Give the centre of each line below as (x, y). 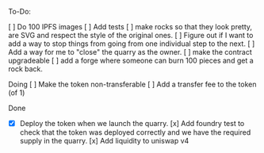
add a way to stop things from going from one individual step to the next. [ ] (132, 44)
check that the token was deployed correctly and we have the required (135, 132)
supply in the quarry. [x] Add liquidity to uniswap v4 (104, 141)
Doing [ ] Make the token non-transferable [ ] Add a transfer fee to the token (132, 84)
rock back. (26, 69)
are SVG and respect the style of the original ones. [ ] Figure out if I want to (131, 35)
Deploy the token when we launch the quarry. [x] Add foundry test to (132, 123)
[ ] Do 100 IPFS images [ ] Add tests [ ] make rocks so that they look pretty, (130, 27)
